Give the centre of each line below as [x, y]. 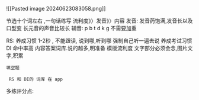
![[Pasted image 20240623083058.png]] [56, 9]
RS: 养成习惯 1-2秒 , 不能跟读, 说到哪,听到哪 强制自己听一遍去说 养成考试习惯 [99, 41]
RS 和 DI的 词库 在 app [36, 79]
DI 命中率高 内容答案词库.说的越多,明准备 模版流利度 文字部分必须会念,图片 [97, 48]
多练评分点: [20, 91]
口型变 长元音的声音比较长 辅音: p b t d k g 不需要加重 [72, 28]
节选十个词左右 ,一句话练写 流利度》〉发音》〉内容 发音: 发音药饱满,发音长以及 [99, 21]
